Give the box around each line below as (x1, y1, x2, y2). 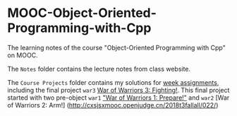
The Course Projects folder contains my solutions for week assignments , (7, 78, 219, 86)
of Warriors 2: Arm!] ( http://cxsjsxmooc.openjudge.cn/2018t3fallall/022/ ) (7, 100, 219, 109)
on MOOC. (7, 51, 38, 59)
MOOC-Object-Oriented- (7, 5, 157, 21)
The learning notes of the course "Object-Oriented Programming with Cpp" (7, 43, 226, 52)
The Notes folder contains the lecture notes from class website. (7, 64, 191, 73)
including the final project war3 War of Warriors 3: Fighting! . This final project (7, 86, 230, 94)
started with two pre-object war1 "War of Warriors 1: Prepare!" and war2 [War (7, 93, 230, 102)
